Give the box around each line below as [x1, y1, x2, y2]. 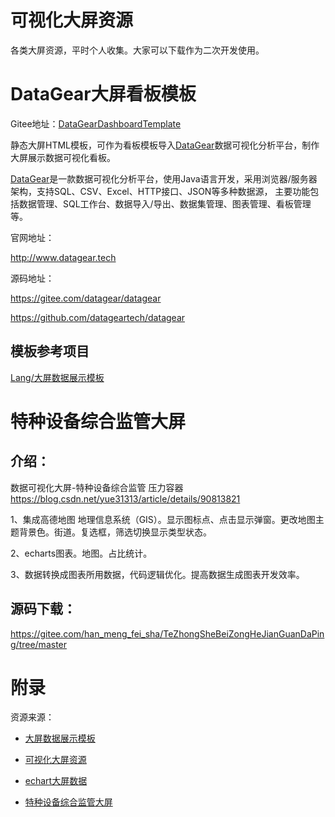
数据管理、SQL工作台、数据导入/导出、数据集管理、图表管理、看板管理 [18, 197, 312, 210]
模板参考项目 [10, 343, 90, 360]
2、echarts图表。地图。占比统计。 [10, 547, 153, 559]
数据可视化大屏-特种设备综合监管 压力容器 [10, 481, 184, 493]
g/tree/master [10, 638, 68, 650]
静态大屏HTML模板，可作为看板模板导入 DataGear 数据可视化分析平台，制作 [10, 139, 320, 151]
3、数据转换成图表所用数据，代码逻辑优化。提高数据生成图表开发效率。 [10, 568, 305, 580]
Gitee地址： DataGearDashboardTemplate [10, 117, 182, 130]
